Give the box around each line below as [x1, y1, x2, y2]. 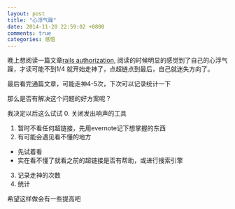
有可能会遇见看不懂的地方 [17, 133, 92, 141]
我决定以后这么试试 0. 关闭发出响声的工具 [7, 109, 127, 118]
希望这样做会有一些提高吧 [7, 194, 81, 203]
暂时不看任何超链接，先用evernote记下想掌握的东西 [17, 124, 166, 132]
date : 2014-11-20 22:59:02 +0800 [7, 23, 105, 30]
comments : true [7, 29, 52, 37]
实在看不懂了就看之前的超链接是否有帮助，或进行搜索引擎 [17, 156, 183, 164]
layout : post [7, 10, 45, 17]
